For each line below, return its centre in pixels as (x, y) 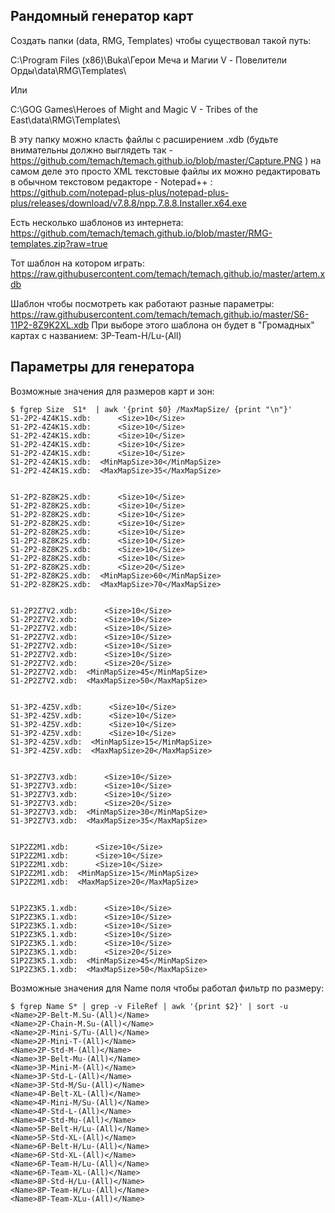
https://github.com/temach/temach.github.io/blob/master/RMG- (141, 233)
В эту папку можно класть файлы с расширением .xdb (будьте (144, 139)
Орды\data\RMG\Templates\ (68, 70)
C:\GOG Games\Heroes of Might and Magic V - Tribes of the (134, 109)
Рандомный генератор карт (102, 16)
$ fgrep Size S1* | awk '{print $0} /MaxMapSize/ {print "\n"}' (151, 409)
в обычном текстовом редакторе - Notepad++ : (111, 181)
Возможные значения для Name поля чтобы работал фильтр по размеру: (167, 988)
